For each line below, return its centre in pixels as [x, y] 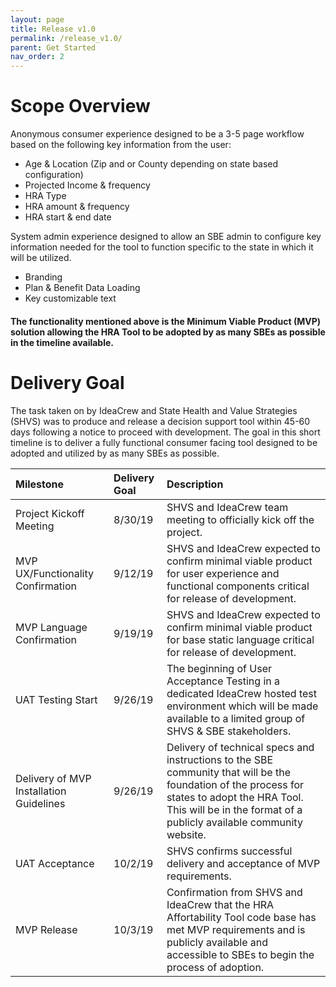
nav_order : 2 [37, 57]
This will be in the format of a [234, 809]
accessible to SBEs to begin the [240, 954]
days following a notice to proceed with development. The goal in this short [165, 432]
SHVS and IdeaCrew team [227, 507]
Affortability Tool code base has [241, 917]
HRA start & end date [68, 217]
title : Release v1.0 [53, 29]
